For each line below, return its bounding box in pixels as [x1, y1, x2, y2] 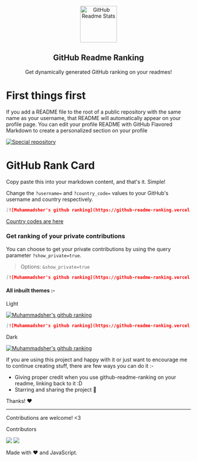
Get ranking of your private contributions [6, 232, 125, 240]
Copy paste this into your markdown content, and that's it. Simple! [6, 178, 166, 185]
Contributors [6, 425, 37, 433]
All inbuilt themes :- [6, 287, 56, 294]
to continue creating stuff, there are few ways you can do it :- [6, 362, 154, 369]
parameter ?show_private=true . [6, 252, 81, 259]
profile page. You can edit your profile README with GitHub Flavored [6, 121, 173, 128]
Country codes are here [6, 217, 64, 225]
